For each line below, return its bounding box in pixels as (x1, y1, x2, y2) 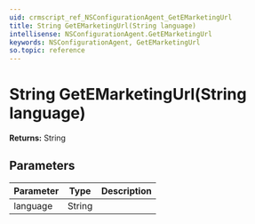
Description (100, 184, 153, 196)
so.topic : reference (9, 46, 86, 55)
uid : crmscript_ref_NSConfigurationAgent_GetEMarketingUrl (9, 12, 233, 22)
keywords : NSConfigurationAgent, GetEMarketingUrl (9, 37, 201, 47)
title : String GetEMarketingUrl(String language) (9, 21, 197, 30)
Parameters (9, 158, 76, 173)
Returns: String (9, 132, 67, 143)
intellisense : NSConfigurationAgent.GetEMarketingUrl (9, 29, 213, 38)
